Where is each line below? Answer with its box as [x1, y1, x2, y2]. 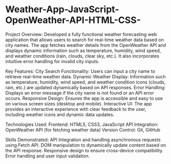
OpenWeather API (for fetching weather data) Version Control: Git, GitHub [5, 126, 160, 133]
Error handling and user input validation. [5, 153, 90, 159]
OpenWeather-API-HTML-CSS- [5, 14, 141, 26]
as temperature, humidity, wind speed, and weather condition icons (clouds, [5, 79, 166, 85]
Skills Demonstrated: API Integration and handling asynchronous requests [5, 136, 161, 143]
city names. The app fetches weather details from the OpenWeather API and [5, 42, 166, 48]
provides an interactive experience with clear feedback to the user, [5, 106, 146, 112]
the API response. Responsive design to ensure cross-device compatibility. [5, 147, 164, 153]
